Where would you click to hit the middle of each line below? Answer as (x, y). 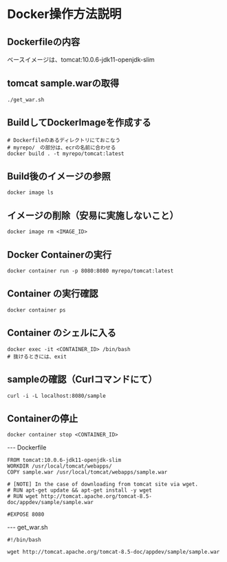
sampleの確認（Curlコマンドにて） (82, 380)
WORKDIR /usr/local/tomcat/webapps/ (60, 466)
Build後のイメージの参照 (59, 177)
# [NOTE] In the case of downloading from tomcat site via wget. (102, 484)
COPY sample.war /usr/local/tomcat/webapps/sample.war (87, 472)
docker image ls (30, 193)
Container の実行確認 (53, 294)
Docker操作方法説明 (64, 14)
